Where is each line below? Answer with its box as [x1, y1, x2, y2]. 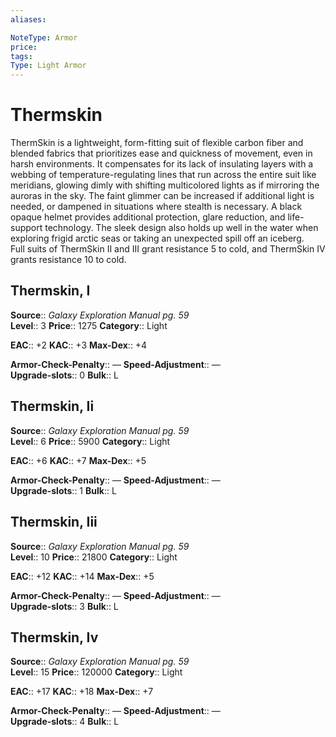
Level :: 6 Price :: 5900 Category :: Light [10, 435, 171, 447]
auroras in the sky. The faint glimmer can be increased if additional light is [10, 190, 315, 202]
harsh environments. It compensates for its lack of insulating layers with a [10, 158, 314, 170]
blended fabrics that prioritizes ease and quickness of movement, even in [10, 147, 313, 160]
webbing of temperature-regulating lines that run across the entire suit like [10, 169, 317, 181]
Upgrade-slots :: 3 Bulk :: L [10, 600, 119, 612]
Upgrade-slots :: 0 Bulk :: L [10, 369, 119, 381]
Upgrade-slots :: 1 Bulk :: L [10, 484, 117, 496]
